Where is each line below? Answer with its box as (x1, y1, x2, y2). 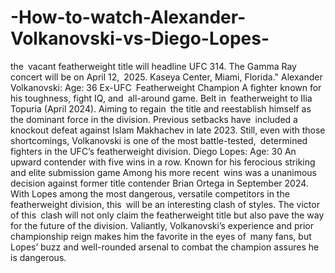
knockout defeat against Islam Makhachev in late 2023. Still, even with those (10, 124, 326, 136)
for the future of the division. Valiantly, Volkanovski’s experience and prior (10, 219, 315, 231)
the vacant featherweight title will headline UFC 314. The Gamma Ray (10, 60, 297, 72)
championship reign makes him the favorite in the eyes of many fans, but (10, 230, 312, 242)
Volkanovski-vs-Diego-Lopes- (10, 27, 270, 50)
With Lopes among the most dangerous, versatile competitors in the (10, 187, 290, 200)
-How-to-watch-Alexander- (10, 6, 247, 29)
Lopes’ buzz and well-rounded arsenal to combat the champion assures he (10, 241, 320, 253)
